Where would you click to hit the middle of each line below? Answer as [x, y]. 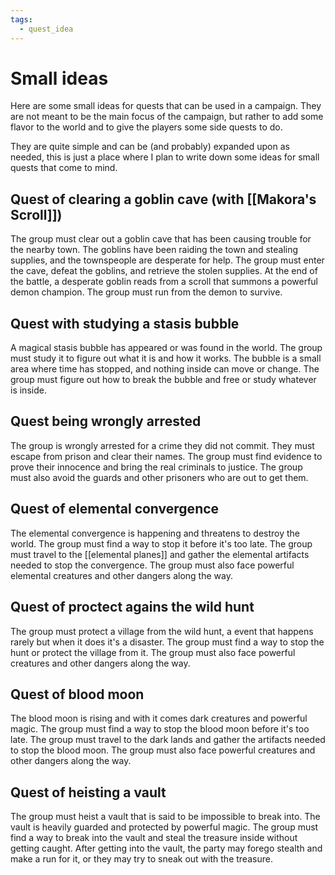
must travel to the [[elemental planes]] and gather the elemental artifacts [160, 554]
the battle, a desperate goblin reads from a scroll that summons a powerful [164, 282]
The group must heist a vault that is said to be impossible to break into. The [165, 817]
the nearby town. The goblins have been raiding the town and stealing [154, 250]
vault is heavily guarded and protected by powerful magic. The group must [164, 827]
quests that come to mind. [64, 168]
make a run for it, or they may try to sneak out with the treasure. [141, 859]
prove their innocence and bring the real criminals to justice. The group [156, 467]
